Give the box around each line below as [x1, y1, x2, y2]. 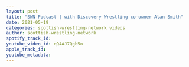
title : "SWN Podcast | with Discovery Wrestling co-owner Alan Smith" [6, 14, 184, 20]
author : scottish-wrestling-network [6, 30, 96, 36]
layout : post [6, 8, 38, 15]
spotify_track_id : [6, 36, 51, 41]
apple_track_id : [6, 47, 46, 52]
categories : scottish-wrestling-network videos [6, 24, 126, 31]
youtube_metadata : [6, 52, 51, 58]
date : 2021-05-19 [6, 19, 49, 25]
